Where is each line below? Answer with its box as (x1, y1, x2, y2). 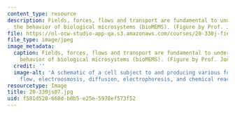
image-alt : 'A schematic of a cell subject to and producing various (13, 69, 220, 76)
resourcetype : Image (7, 82, 68, 89)
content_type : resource (7, 10, 77, 18)
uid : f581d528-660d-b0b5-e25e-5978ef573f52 (7, 95, 136, 102)
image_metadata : (7, 43, 55, 50)
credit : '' (13, 62, 45, 69)
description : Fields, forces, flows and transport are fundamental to (7, 17, 218, 24)
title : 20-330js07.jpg (7, 88, 73, 95)
